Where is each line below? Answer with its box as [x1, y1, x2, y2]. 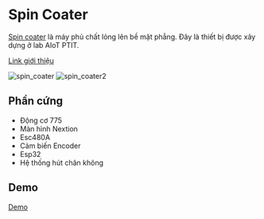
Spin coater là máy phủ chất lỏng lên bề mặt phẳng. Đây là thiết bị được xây [8, 32, 256, 41]
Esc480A [19, 132, 50, 142]
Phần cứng [8, 94, 64, 108]
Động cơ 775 [19, 115, 62, 125]
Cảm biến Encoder [19, 141, 81, 151]
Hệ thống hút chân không [19, 158, 103, 167]
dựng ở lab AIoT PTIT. [8, 40, 80, 49]
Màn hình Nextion [19, 123, 78, 133]
